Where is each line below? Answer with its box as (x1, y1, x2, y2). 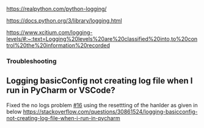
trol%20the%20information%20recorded (6, 42, 110, 49)
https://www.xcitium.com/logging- (6, 29, 93, 36)
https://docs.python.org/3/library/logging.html (6, 17, 122, 24)
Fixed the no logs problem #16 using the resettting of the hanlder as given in (6, 101, 198, 108)
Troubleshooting (6, 57, 57, 65)
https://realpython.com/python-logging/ (6, 5, 107, 12)
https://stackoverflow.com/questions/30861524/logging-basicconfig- (23, 108, 198, 115)
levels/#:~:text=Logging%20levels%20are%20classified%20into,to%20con (6, 35, 198, 42)
